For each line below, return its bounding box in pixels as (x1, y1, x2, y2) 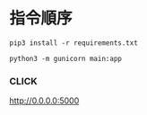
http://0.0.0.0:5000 (9, 95, 80, 106)
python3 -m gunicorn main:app (9, 54, 123, 63)
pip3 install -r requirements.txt (9, 38, 139, 48)
